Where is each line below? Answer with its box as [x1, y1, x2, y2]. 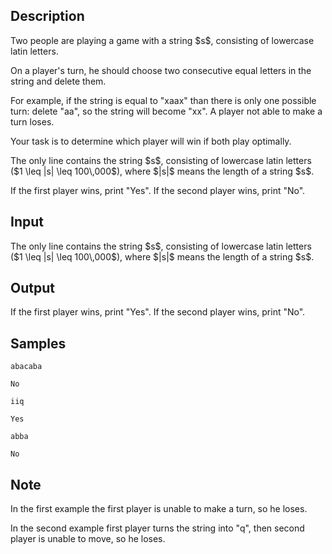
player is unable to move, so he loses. [10, 533, 166, 545]
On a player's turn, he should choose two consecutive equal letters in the [10, 64, 312, 76]
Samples [10, 335, 67, 352]
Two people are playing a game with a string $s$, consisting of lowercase [10, 34, 315, 46]
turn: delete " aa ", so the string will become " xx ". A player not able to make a [10, 105, 323, 117]
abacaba [10, 362, 43, 372]
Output [10, 280, 55, 297]
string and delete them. [10, 75, 107, 87]
